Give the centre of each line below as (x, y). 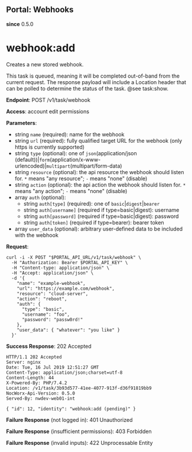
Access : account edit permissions (48, 111)
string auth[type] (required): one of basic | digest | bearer (92, 203)
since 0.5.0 (20, 24)
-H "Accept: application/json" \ (53, 273)
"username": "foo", (45, 314)
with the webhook (37, 235)
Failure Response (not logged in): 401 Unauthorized (69, 419)
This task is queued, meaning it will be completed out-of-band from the (93, 76)
